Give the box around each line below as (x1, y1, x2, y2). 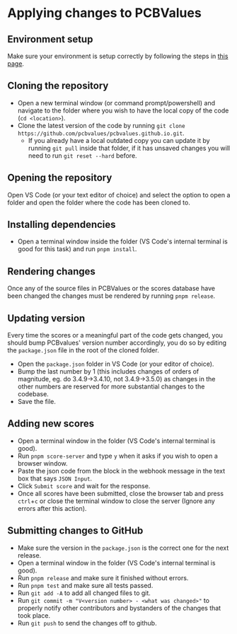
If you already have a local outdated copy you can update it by (28, 136, 210, 144)
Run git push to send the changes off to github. (17, 618, 157, 627)
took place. (17, 611, 51, 620)
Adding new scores (7, 417, 95, 430)
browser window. (17, 459, 69, 468)
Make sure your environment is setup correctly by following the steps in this (7, 52, 229, 60)
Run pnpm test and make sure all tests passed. (17, 581, 154, 589)
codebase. (17, 390, 50, 398)
